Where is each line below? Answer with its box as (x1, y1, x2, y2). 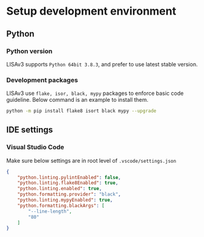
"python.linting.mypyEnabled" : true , (17, 197, 113, 203)
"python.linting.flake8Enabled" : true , (17, 180, 119, 186)
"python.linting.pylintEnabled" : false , (17, 174, 121, 180)
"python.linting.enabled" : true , (17, 186, 102, 192)
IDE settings (6, 125, 54, 135)
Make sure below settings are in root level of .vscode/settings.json (6, 157, 177, 164)
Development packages (6, 76, 78, 84)
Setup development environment (6, 4, 177, 18)
